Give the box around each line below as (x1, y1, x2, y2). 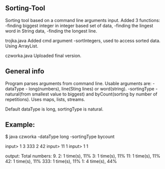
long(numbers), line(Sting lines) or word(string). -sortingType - (28, 85, 158, 91)
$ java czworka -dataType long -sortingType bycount (5, 133, 115, 139)
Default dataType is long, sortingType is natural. (5, 106, 103, 112)
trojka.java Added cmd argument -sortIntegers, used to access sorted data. (5, 37, 161, 43)
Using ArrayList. (5, 42, 38, 49)
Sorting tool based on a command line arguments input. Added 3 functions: (5, 17, 160, 23)
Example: (5, 120, 35, 129)
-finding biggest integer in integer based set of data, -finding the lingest (5, 22, 153, 28)
